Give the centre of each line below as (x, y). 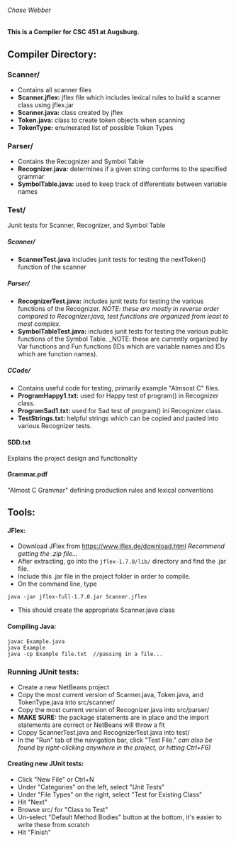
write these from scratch (54, 825)
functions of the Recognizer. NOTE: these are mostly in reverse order (118, 309)
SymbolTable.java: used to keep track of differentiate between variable (122, 184)
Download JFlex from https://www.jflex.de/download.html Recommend (121, 546)
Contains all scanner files (55, 89)
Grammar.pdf (28, 474)
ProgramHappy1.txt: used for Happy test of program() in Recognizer (118, 396)
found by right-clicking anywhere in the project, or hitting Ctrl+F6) (114, 747)
